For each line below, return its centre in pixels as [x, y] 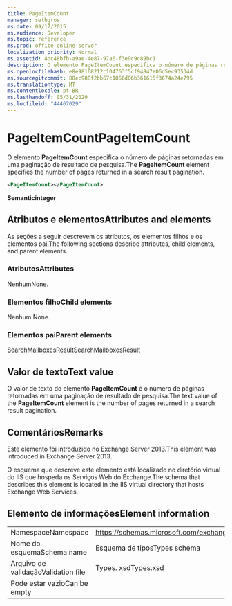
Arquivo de [28, 563]
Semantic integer [32, 197]
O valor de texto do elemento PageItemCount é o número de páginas [106, 389]
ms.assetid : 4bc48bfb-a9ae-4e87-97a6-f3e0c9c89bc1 [81, 59]
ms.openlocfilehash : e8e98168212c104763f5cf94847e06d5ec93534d [100, 71]
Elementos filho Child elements [60, 302]
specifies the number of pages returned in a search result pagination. [106, 172]
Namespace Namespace [50, 532]
